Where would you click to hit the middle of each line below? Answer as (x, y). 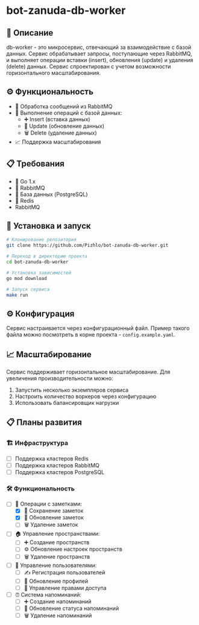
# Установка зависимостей (39, 273)
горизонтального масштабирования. (53, 73)
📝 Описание (30, 33)
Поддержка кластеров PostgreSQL (59, 472)
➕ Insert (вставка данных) (57, 119)
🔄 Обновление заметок (54, 518)
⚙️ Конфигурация (40, 313)
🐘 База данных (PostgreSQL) (52, 194)
